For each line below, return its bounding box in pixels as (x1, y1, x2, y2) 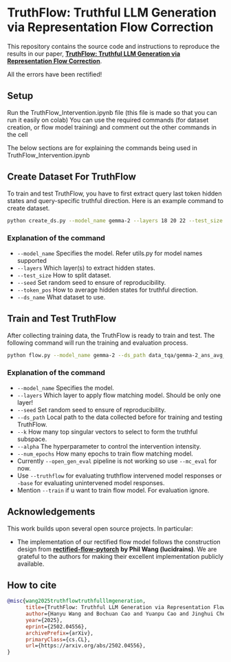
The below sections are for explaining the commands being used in (7, 143, 197, 152)
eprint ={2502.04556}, (25, 623, 88, 630)
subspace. (16, 435, 47, 443)
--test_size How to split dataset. (16, 270, 111, 279)
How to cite (7, 579, 57, 591)
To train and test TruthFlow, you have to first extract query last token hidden (7, 189, 222, 197)
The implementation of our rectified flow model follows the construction (16, 537, 221, 546)
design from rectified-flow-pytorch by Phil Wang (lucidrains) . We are (16, 545, 217, 553)
